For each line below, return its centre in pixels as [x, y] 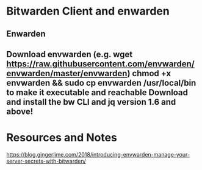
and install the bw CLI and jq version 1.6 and [91, 102]
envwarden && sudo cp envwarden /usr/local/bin [101, 83]
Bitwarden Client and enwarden [88, 11]
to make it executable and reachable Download [97, 92]
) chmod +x [149, 73]
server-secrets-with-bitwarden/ [46, 161]
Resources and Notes [62, 138]
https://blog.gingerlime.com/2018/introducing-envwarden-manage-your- [98, 154]
